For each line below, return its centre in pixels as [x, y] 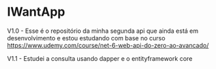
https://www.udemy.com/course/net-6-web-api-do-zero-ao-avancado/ [108, 45]
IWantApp [36, 12]
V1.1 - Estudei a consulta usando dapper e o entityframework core [100, 58]
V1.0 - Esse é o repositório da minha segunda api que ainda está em [103, 31]
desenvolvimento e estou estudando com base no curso [86, 38]
